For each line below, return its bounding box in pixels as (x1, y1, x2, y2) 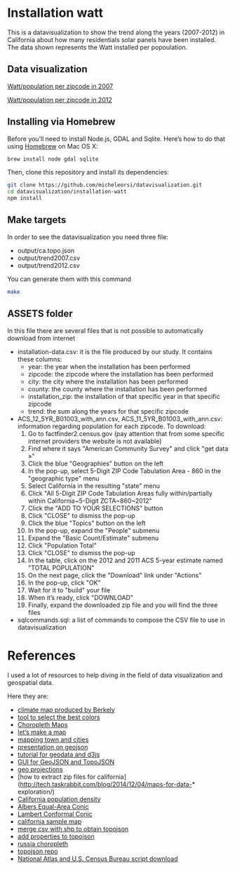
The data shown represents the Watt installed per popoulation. (7, 43, 188, 51)
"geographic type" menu (27, 474, 100, 482)
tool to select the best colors (17, 713, 100, 721)
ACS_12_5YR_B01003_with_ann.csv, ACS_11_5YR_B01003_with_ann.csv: (17, 414, 223, 423)
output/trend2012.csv (17, 261, 81, 269)
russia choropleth (17, 839, 69, 848)
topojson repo (17, 847, 58, 855)
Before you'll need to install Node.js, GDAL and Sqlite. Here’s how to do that (7, 135, 226, 143)
